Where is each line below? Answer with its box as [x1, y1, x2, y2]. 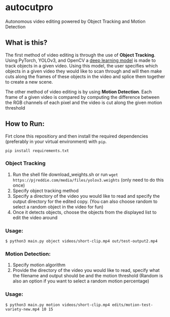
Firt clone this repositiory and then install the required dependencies [5, 133, 148, 139]
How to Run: [5, 120, 45, 128]
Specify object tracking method [12, 187, 79, 194]
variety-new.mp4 [5, 306, 40, 312]
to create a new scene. [5, 79, 53, 85]
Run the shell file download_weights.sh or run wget [12, 171, 118, 178]
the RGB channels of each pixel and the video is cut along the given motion [5, 99, 162, 105]
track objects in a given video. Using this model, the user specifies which [5, 62, 158, 68]
